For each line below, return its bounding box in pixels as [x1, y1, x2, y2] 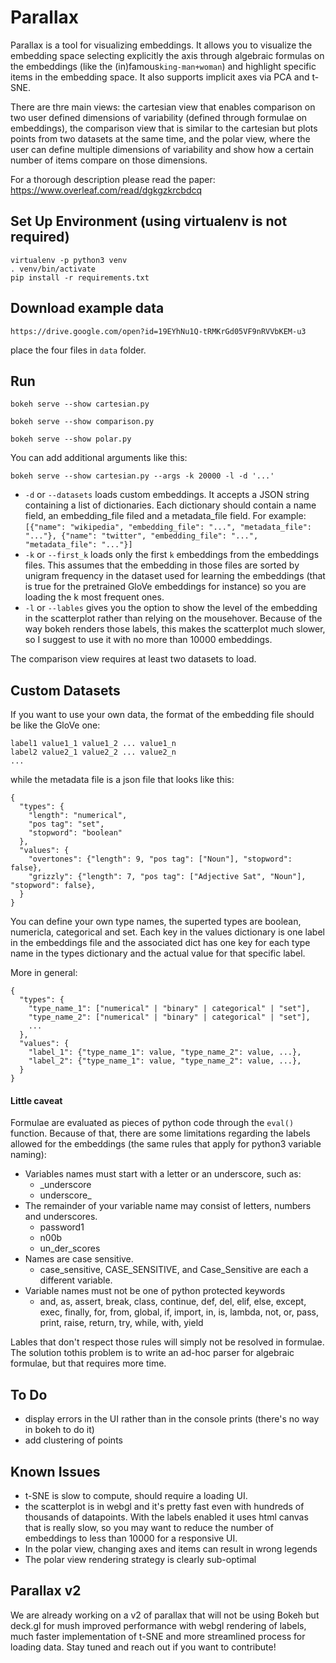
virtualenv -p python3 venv [10, 255, 128, 265]
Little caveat [10, 1094, 63, 1106]
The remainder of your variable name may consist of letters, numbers [24, 1200, 312, 1212]
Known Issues [10, 1463, 101, 1480]
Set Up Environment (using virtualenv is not [10, 213, 288, 230]
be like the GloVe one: [10, 719, 101, 731]
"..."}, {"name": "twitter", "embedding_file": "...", [24, 531, 259, 541]
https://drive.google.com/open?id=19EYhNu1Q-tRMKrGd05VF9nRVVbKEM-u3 [10, 326, 307, 336]
